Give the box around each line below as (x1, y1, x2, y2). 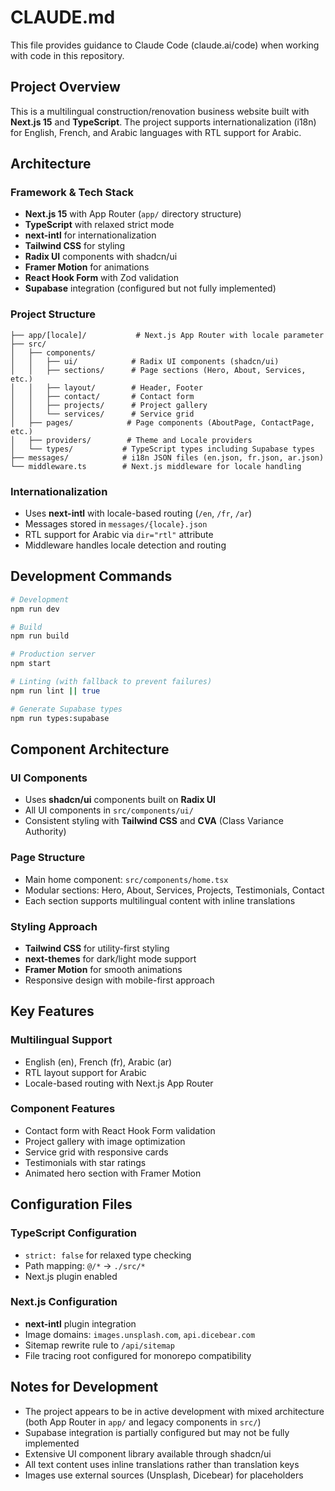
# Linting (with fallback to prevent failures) (10, 677, 213, 687)
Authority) (24, 826, 67, 838)
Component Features (10, 1102, 116, 1116)
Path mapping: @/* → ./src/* (24, 1259, 146, 1271)
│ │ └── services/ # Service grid (10, 409, 195, 419)
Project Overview (10, 79, 121, 96)
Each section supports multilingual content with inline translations (24, 894, 296, 906)
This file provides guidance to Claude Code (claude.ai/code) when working (10, 39, 320, 51)
